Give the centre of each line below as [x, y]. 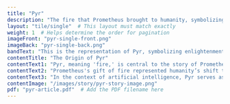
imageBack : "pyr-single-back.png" [56, 45]
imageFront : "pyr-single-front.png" [59, 39]
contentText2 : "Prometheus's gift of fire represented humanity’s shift [113, 70]
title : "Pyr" [26, 13]
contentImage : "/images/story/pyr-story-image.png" [82, 83]
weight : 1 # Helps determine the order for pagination [88, 32]
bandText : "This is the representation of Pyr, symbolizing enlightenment [116, 52]
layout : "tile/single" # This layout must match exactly [91, 26]
